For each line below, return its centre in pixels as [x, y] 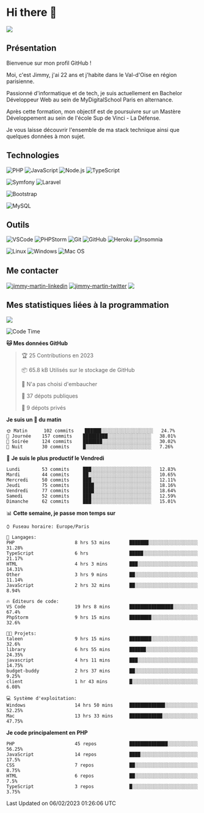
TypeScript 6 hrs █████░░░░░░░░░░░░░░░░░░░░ [102, 553]
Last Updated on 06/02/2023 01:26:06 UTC [61, 803]
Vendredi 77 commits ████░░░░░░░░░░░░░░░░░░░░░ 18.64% [91, 490]
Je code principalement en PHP [47, 732]
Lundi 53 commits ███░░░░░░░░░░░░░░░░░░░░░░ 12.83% [91, 469]
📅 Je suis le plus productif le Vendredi [56, 458]
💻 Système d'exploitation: [42, 698]
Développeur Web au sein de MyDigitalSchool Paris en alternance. [90, 100]
